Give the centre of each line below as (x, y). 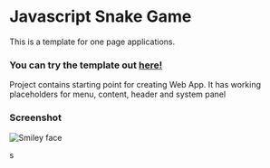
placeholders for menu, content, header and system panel (118, 94)
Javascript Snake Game (101, 17)
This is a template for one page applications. (92, 42)
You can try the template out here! (86, 65)
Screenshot (35, 117)
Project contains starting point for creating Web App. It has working (135, 85)
